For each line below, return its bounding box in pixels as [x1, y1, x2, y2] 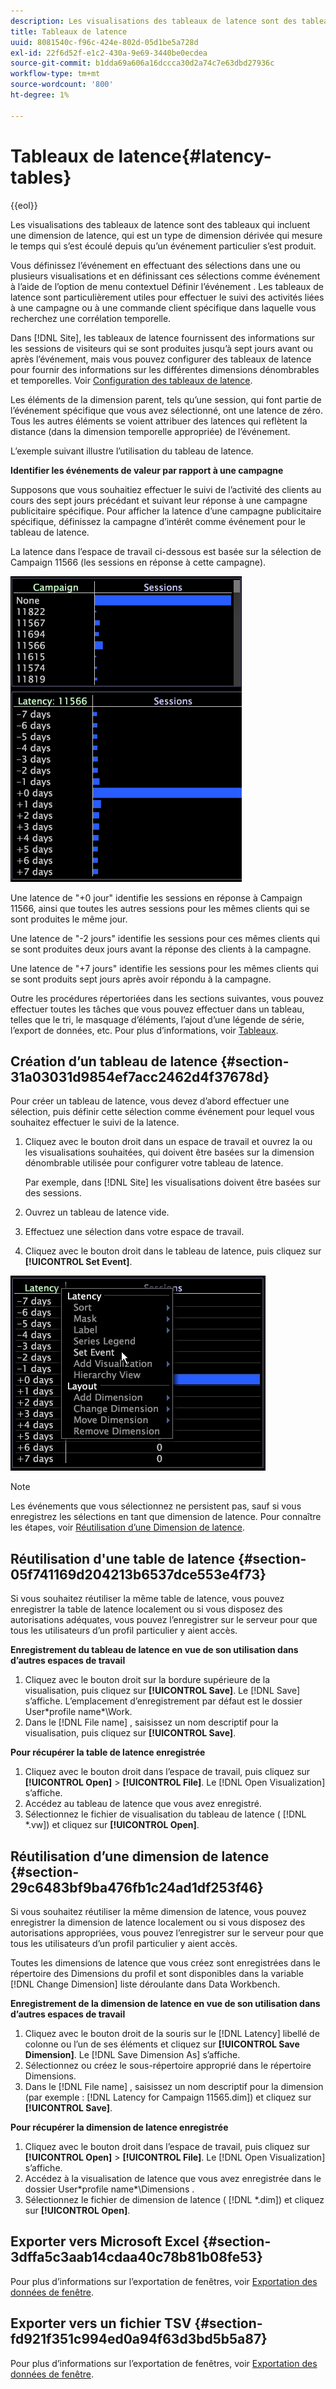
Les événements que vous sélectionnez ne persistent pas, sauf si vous [10, 1500, 302, 1512]
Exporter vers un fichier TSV [10, 2315, 192, 2332]
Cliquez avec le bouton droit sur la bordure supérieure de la [24, 1674, 271, 1686]
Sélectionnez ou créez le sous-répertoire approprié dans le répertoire [24, 2060, 312, 2071]
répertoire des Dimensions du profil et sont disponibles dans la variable [10, 1968, 304, 1979]
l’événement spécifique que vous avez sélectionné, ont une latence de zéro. [10, 404, 323, 416]
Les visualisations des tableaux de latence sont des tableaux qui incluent [10, 218, 311, 230]
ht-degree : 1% [10, 90, 70, 100]
